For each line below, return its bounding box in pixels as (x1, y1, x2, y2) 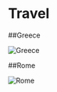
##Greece (8, 30, 41, 40)
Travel (8, 5, 50, 23)
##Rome (8, 60, 36, 70)
